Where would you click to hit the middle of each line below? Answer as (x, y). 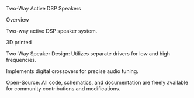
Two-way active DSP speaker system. (52, 31)
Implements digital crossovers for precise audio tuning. (72, 71)
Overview (18, 20)
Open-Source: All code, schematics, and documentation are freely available (97, 82)
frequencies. (21, 60)
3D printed (19, 42)
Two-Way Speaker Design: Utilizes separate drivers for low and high (88, 54)
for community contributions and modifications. (63, 89)
